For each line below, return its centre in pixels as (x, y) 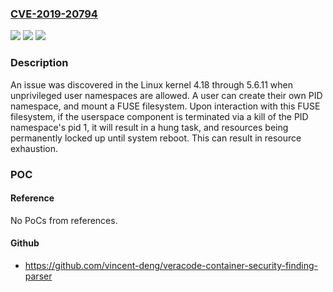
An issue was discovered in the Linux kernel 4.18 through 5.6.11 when (151, 84)
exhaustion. (34, 148)
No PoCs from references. (64, 220)
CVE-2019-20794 (54, 14)
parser (38, 276)
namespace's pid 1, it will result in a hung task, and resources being (149, 127)
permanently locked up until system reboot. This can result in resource (156, 138)
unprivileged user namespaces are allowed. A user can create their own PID (166, 95)
